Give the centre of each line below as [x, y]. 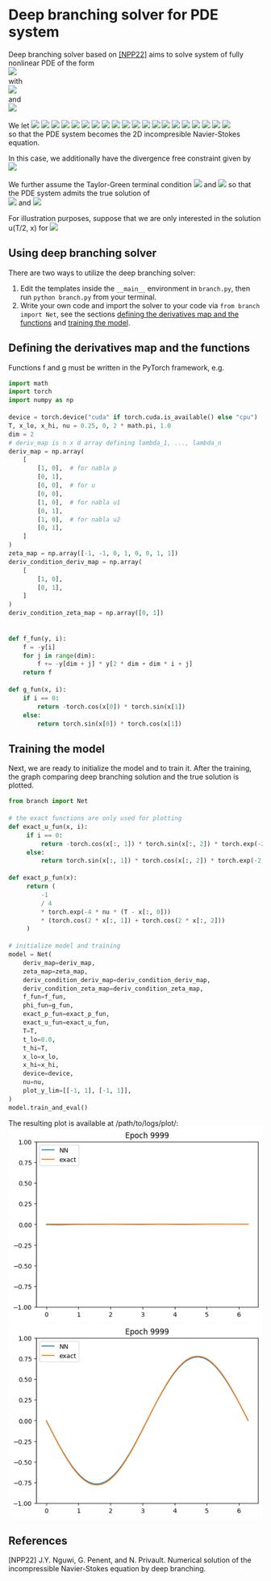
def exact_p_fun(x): [43, 878]
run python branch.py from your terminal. [88, 297]
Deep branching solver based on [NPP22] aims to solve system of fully [126, 54]
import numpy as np [41, 400]
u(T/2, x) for [28, 228]
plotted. [21, 785]
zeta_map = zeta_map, [56, 971]
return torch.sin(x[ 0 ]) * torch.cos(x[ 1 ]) [110, 724]
